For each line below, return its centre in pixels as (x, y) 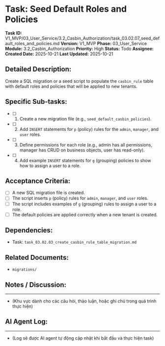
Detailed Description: (38, 69)
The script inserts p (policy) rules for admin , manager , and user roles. (80, 198)
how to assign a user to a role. (50, 166)
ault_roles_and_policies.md (32, 43)
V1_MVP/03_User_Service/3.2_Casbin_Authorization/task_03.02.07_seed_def (82, 38)
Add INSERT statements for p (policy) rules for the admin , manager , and (89, 129)
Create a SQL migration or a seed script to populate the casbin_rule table (79, 81)
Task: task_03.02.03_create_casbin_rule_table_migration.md (74, 242)
